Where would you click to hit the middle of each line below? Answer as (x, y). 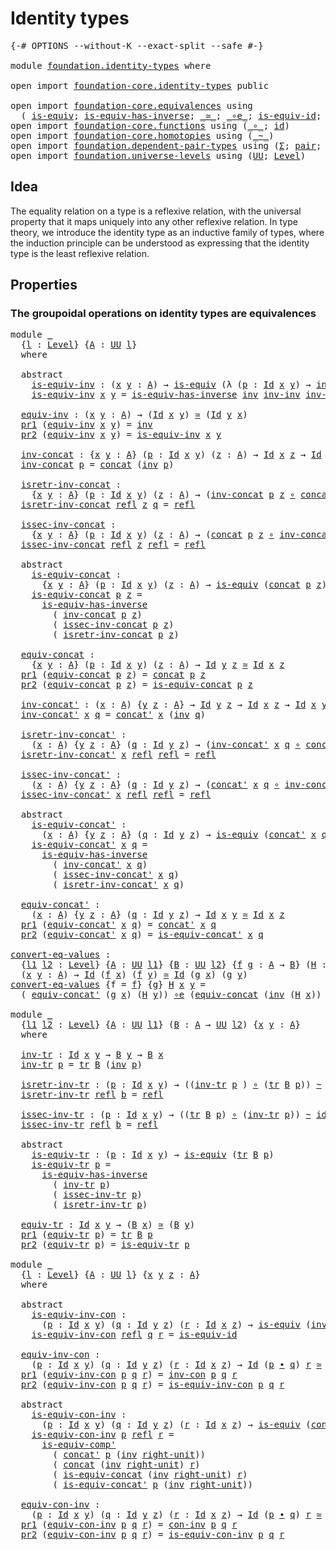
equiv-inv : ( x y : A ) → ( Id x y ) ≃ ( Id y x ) (134, 415)
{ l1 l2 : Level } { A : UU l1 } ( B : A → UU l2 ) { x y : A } (160, 1025)
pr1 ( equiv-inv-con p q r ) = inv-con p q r (129, 1375)
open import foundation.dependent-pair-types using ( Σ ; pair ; (166, 145)
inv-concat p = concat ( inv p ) (97, 465)
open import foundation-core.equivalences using (131, 105)
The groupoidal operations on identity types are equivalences (163, 314)
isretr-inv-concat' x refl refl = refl (118, 755)
